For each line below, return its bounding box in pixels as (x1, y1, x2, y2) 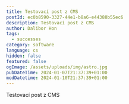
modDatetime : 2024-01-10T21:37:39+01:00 (6, 75, 108, 81)
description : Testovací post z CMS (6, 20, 95, 26)
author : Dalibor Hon (6, 25, 58, 31)
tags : (6, 31, 20, 37)
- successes (11, 36, 42, 42)
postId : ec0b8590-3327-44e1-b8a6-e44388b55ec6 (6, 14, 124, 20)
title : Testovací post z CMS (6, 8, 78, 15)
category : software (6, 42, 55, 48)
